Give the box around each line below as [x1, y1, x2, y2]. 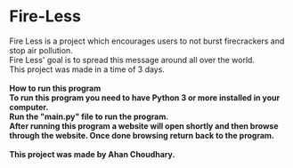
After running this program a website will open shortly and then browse [9, 120, 279, 131]
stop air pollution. [9, 44, 73, 55]
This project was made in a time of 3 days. [9, 64, 165, 75]
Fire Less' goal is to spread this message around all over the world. [9, 54, 256, 65]
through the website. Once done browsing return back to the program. [9, 130, 274, 140]
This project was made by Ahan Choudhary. [9, 148, 175, 159]
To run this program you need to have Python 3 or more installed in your [9, 92, 281, 103]
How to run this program [9, 83, 102, 93]
